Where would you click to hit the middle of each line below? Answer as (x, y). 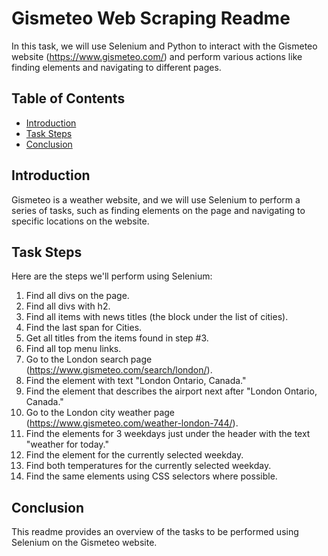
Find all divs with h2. (68, 306)
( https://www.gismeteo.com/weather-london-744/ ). (132, 423)
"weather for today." (67, 444)
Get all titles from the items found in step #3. (117, 338)
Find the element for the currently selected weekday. (134, 455)
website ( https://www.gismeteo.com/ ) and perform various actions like (157, 56)
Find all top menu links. (73, 349)
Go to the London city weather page (100, 413)
